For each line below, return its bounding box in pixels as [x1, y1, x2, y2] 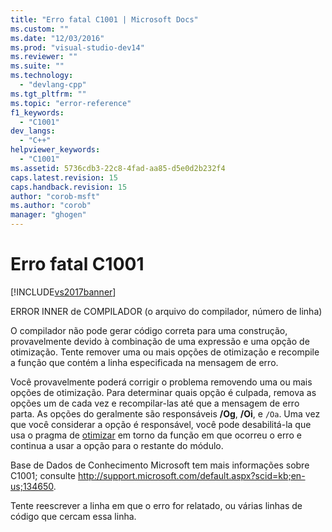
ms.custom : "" [10, 24, 70, 34]
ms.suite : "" [10, 61, 65, 71]
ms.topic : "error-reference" [10, 98, 132, 108]
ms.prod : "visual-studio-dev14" [10, 42, 145, 53]
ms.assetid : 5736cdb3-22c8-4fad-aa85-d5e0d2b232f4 [10, 163, 226, 173]
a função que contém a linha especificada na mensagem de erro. [10, 356, 279, 368]
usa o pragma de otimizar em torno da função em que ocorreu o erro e [10, 429, 302, 441]
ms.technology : [10, 71, 74, 81]
